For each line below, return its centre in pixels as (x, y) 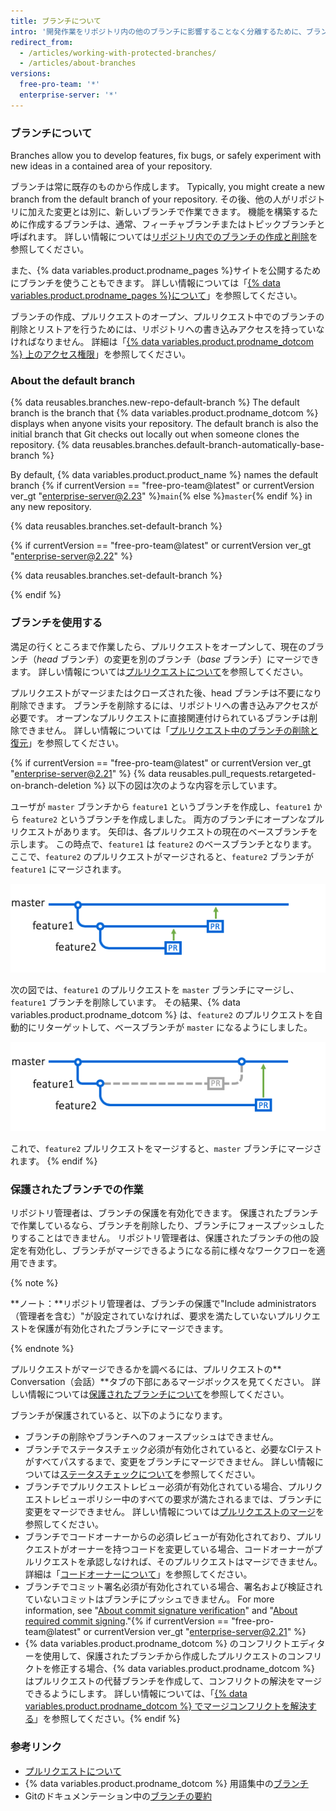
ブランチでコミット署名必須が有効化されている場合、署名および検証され (173, 1587)
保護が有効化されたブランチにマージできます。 (132, 1329)
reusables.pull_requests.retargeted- (242, 773)
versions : (31, 74)
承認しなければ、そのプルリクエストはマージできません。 (204, 1562)
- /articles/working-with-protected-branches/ (118, 53)
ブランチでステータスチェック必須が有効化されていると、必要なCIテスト (173, 1449)
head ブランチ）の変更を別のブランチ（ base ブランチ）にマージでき (178, 659)
